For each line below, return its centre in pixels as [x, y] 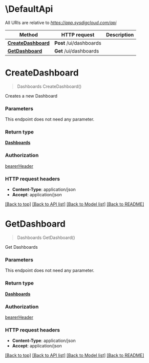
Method [29, 34]
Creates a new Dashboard [31, 96]
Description [120, 34]
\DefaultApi [29, 9]
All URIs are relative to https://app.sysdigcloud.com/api [61, 23]
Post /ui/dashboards [78, 43]
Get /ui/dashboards [77, 51]
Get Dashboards [21, 247]
